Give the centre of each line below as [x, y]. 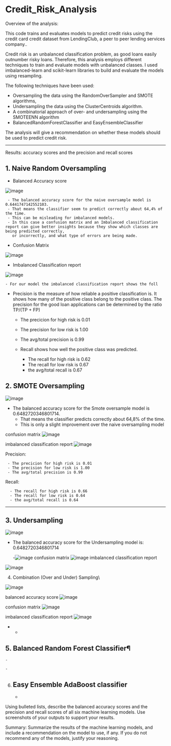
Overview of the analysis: [32, 23]
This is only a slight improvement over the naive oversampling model [92, 424]
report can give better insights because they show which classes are [82, 227]
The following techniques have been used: [50, 86]
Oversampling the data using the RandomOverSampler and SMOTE [83, 95]
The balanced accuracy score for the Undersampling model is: [78, 542]
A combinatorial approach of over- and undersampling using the [80, 112]
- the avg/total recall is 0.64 [44, 500]
